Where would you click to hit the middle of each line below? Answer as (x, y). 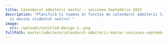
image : (12, 23)
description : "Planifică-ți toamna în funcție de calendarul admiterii (81, 14)
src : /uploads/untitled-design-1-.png (50, 28)
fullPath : (15, 33)
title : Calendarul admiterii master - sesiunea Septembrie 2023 (73, 10)
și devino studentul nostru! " (42, 19)
